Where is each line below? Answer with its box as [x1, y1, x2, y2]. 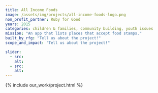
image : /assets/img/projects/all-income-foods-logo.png [5, 12, 126, 17]
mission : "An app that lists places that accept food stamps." [5, 31, 142, 36]
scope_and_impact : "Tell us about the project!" [5, 40, 110, 45]
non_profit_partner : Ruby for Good [5, 17, 81, 22]
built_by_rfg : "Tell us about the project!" [5, 36, 101, 41]
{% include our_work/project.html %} [5, 82, 83, 88]
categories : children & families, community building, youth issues [5, 26, 153, 31]
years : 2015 [5, 21, 30, 27]
